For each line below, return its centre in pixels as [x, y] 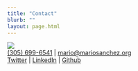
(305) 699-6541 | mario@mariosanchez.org [69, 53]
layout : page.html [34, 26]
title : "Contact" [32, 13]
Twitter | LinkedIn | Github [44, 60]
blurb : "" [21, 20]
